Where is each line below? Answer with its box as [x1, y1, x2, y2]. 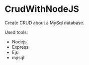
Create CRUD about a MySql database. [4, 20, 85, 26]
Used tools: [4, 29, 28, 35]
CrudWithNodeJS [4, 3, 80, 15]
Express [11, 44, 29, 50]
